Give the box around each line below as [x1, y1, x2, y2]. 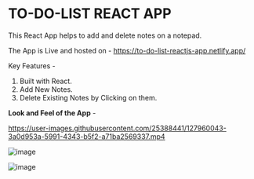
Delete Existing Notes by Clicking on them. [19, 93, 158, 102]
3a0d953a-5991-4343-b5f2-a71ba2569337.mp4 [8, 131, 166, 141]
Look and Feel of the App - [8, 108, 96, 118]
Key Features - [8, 60, 56, 71]
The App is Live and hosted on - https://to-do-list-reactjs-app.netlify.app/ [8, 46, 246, 55]
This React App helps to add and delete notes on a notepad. [8, 31, 202, 40]
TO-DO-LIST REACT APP [8, 5, 172, 23]
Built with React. [19, 76, 72, 86]
